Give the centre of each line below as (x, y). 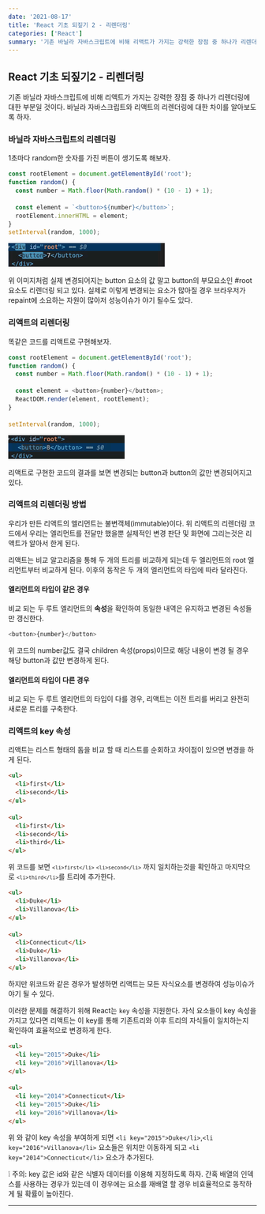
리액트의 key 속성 (39, 731)
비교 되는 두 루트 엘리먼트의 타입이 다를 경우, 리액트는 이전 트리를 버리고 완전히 (129, 699)
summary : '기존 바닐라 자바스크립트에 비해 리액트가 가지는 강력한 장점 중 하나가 (123, 42)
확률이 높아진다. (49, 1193)
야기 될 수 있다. (32, 993)
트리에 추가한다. (91, 877)
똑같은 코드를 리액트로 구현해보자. (60, 341)
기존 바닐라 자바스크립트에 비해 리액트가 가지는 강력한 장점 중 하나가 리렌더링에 (129, 97)
